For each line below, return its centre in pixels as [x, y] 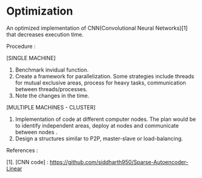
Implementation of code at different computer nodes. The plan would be [106, 119]
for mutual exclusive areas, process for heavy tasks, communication [101, 83]
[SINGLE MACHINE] [31, 58]
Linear [14, 168]
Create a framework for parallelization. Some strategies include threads [105, 76]
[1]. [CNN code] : [27, 162]
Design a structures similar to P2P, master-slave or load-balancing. [99, 139]
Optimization [40, 11]
